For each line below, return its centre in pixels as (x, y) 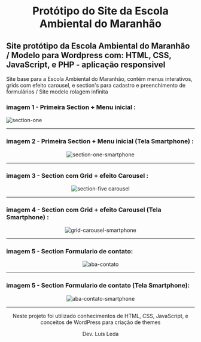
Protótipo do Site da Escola (100, 11)
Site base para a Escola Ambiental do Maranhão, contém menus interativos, (99, 79)
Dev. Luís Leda (100, 334)
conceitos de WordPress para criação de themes (100, 322)
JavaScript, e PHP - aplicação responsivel (86, 64)
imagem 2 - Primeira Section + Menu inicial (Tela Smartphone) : (100, 141)
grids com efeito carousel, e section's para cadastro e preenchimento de (96, 85)
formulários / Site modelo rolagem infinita (57, 92)
